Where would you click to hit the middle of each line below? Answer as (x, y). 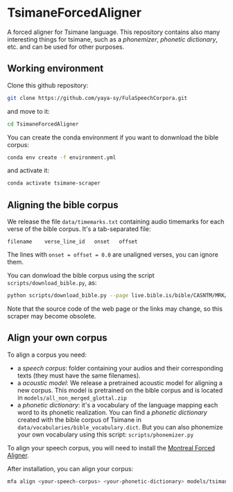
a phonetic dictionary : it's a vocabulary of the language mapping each (118, 405)
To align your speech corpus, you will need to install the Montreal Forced (111, 448)
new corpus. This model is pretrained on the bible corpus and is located (120, 390)
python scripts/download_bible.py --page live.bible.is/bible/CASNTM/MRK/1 (119, 296)
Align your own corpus (57, 338)
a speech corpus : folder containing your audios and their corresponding (120, 368)
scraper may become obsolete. (52, 316)
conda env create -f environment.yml (62, 158)
